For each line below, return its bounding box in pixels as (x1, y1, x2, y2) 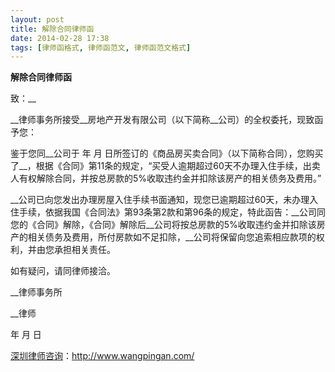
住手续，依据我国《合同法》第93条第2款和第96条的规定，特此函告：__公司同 (10, 206, 326, 218)
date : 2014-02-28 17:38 (10, 33, 110, 43)
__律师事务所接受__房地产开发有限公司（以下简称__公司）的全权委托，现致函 (10, 114, 324, 126)
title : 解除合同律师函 (10, 24, 95, 34)
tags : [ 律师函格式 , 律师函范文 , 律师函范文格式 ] (10, 42, 192, 53)
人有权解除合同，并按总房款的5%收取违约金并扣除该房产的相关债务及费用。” (10, 172, 322, 185)
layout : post (10, 14, 65, 25)
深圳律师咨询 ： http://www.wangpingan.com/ (10, 350, 195, 362)
